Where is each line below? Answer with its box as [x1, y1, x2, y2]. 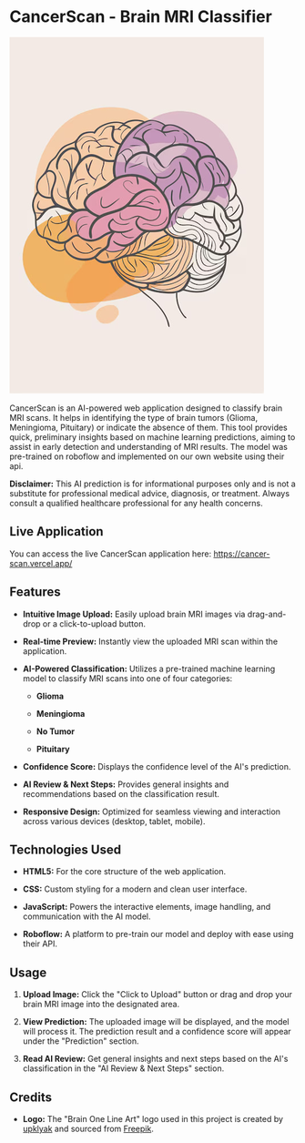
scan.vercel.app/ [9, 557, 73, 568]
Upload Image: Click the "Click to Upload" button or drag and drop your [22, 989, 293, 1000]
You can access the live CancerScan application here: [9, 548, 212, 559]
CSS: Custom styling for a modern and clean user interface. [22, 883, 248, 894]
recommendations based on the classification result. [22, 788, 220, 799]
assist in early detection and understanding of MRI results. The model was [9, 441, 289, 452]
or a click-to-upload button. [42, 617, 146, 629]
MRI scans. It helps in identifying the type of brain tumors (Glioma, [9, 412, 258, 423]
